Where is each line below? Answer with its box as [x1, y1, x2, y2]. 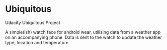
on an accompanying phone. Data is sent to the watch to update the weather [5, 34, 162, 40]
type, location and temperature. [5, 39, 70, 45]
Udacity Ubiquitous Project [5, 20, 61, 25]
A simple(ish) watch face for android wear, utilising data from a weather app [5, 29, 161, 35]
